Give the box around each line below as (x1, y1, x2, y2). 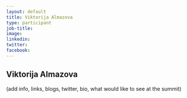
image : (6, 31, 23, 37)
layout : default (6, 8, 46, 15)
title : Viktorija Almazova (6, 14, 73, 20)
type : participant (6, 20, 52, 26)
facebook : (6, 48, 31, 53)
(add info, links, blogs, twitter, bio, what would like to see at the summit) (6, 85, 182, 92)
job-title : (6, 25, 33, 31)
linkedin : (6, 36, 31, 42)
